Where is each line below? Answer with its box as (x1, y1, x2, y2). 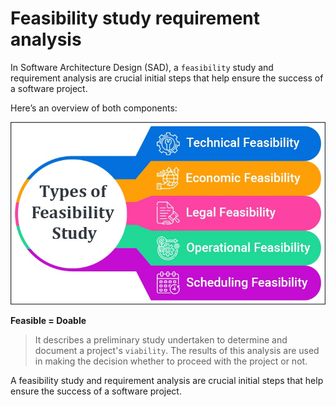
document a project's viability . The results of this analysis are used (34, 344, 320, 356)
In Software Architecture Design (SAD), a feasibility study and (10, 61, 274, 73)
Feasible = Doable (10, 314, 87, 326)
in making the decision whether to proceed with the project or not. (34, 355, 308, 367)
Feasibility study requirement (10, 7, 261, 30)
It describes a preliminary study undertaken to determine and (34, 333, 288, 346)
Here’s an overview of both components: (10, 102, 178, 114)
